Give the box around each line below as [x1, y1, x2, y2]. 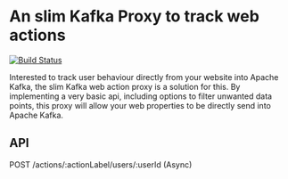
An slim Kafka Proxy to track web [9, 6, 260, 27]
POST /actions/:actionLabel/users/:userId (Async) [9, 159, 193, 170]
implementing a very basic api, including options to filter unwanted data [9, 91, 273, 102]
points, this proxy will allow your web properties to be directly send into [9, 100, 272, 110]
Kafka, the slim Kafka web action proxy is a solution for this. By [9, 81, 241, 92]
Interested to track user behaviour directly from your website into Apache [9, 71, 279, 82]
